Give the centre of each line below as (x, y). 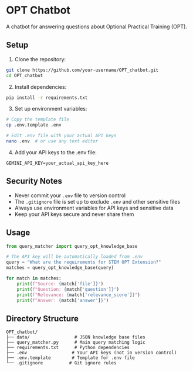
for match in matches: (34, 278)
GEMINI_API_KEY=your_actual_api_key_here (57, 163)
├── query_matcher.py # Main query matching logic (76, 343)
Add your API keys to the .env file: (55, 152)
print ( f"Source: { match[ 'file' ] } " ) (60, 284)
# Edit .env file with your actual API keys (61, 136)
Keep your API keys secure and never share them (74, 214)
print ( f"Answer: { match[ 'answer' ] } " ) (63, 300)
